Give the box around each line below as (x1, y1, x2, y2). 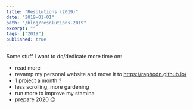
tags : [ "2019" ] (6, 31, 44, 37)
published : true (6, 36, 46, 42)
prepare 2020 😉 (14, 96, 56, 103)
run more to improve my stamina (14, 90, 95, 96)
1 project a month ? (14, 77, 62, 84)
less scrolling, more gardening (14, 83, 89, 90)
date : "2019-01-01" (6, 14, 55, 20)
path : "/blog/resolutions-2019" (6, 20, 86, 26)
